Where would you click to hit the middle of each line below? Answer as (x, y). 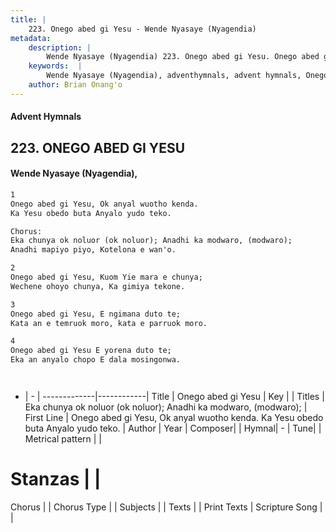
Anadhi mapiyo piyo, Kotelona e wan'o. (93, 250)
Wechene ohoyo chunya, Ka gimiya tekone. (98, 286)
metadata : (31, 38)
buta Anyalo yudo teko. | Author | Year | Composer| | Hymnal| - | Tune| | (173, 428)
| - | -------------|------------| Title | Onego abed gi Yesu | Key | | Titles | (174, 397)
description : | (60, 47)
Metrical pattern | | (63, 439)
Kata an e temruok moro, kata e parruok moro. (109, 323)
